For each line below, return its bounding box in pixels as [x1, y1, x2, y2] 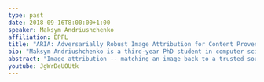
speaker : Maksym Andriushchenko [8, 26, 114, 34]
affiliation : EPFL [8, 33, 68, 41]
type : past [8, 11, 44, 20]
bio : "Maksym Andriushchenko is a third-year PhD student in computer [8, 48, 244, 55]
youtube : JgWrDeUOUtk [8, 62, 79, 70]
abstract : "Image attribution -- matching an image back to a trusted [8, 55, 244, 63]
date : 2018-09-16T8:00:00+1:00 [8, 19, 111, 27]
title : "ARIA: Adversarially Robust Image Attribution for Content [8, 41, 234, 48]
